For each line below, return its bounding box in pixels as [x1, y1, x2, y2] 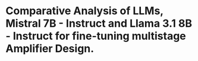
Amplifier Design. [5, 42, 95, 56]
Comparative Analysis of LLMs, [5, 4, 164, 18]
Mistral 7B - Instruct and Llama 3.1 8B [5, 17, 193, 30]
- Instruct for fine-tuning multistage [5, 30, 187, 43]
